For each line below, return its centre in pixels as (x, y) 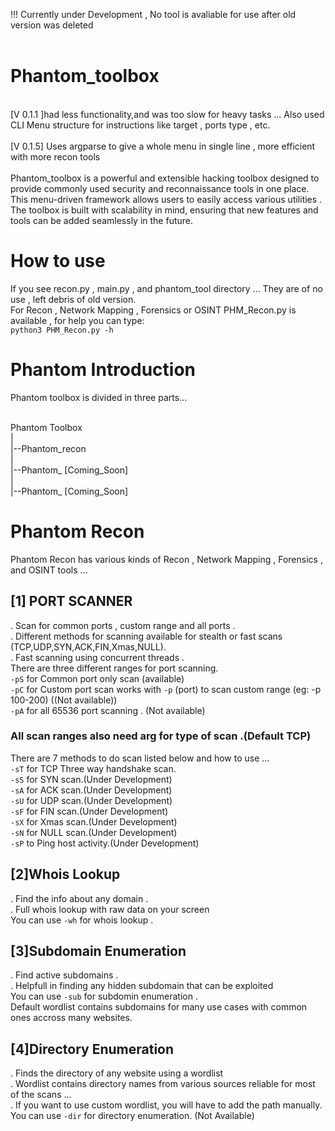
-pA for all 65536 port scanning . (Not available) (108, 710)
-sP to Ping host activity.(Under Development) (105, 843)
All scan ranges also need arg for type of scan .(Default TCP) (161, 736)
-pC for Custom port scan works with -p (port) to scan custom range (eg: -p (166, 689)
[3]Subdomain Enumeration (98, 951)
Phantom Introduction (103, 370)
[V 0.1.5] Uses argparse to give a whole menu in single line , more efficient (163, 146)
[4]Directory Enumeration (92, 1049)
